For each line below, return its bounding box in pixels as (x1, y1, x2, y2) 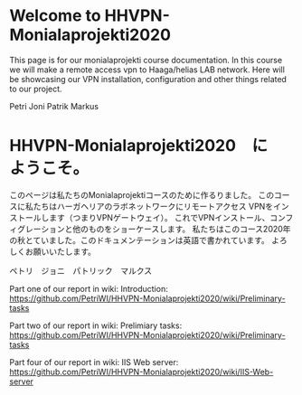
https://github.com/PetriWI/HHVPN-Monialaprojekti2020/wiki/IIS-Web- (9, 366, 274, 377)
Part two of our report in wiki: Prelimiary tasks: (9, 320, 183, 331)
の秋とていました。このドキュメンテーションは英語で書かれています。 (9, 234, 269, 245)
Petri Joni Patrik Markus (9, 100, 99, 111)
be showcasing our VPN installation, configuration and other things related (9, 73, 288, 84)
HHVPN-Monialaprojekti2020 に (9, 136, 269, 156)
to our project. (9, 83, 62, 94)
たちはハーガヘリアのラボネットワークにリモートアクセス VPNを (33, 201, 274, 212)
